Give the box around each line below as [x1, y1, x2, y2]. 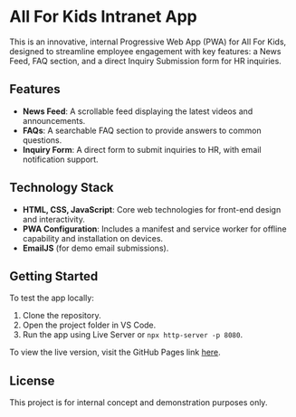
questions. [22, 134, 62, 146]
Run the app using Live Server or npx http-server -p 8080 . [22, 329, 243, 340]
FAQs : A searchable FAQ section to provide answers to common [22, 125, 262, 136]
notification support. [22, 154, 99, 165]
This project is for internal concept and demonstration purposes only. [9, 397, 268, 408]
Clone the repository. [22, 310, 101, 321]
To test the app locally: [9, 292, 95, 304]
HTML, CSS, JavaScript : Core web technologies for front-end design [22, 204, 282, 214]
